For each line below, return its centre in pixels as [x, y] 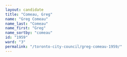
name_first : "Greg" [26, 28]
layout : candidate [24, 10]
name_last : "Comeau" [27, 24]
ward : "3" [16, 42]
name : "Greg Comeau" [27, 19]
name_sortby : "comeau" [29, 33]
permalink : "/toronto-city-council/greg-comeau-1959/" [64, 47]
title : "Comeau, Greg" [29, 14]
